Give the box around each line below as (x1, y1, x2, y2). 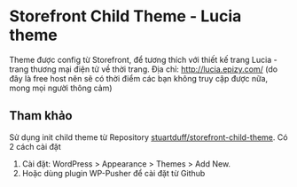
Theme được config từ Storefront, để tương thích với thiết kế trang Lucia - (9, 54, 277, 65)
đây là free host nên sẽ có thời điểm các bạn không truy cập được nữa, (9, 73, 269, 83)
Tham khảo (9, 108, 73, 123)
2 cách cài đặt (9, 141, 62, 152)
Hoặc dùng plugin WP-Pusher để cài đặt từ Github (21, 168, 206, 178)
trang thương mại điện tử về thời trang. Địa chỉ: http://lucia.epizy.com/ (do (9, 64, 277, 74)
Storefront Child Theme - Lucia (9, 6, 242, 27)
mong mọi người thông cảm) (9, 82, 113, 93)
